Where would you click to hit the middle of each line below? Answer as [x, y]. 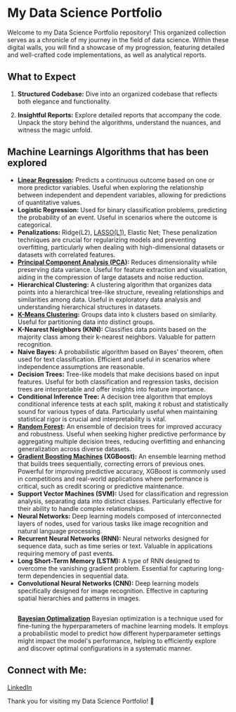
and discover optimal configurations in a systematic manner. [105, 648]
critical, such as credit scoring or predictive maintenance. [101, 486]
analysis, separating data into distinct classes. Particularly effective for [120, 501]
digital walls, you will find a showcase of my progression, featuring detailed [116, 47]
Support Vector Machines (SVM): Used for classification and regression [123, 493]
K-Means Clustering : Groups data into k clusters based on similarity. [117, 314]
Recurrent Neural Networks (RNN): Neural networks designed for [113, 538]
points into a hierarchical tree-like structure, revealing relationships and [120, 292]
